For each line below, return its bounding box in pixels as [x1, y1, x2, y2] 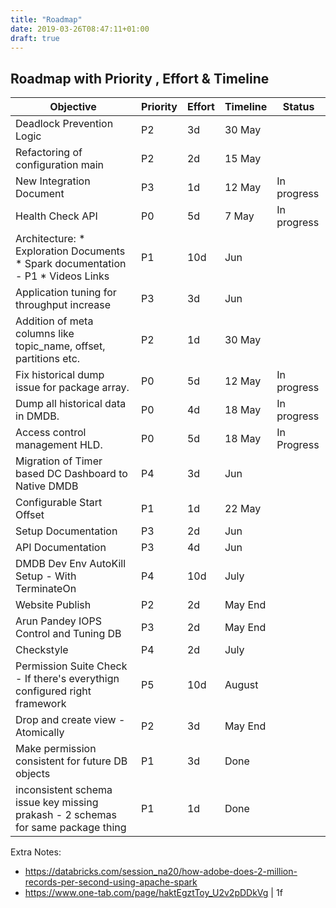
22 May [224, 502, 262, 516]
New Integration [15, 174, 91, 188]
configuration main [15, 158, 105, 172]
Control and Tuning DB [15, 627, 122, 641]
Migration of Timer [15, 454, 103, 468]
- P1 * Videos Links [15, 269, 110, 283]
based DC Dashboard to [15, 467, 128, 481]
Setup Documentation [15, 524, 118, 538]
